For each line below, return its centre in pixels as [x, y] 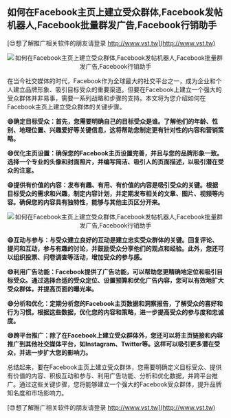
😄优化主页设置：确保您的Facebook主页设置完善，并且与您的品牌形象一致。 [115, 153]
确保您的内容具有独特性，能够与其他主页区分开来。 [91, 202]
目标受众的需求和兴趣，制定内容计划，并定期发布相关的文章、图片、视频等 [112, 193]
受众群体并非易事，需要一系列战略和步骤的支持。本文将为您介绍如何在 [107, 98]
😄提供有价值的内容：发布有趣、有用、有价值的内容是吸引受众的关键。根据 [113, 185]
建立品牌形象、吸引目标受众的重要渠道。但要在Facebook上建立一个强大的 [117, 89]
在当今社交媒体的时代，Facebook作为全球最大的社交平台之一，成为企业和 [111, 80]
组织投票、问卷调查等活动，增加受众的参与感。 [79, 257]
